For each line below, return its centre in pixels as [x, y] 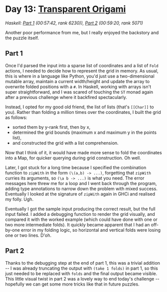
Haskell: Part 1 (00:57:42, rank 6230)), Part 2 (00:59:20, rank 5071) [74, 23]
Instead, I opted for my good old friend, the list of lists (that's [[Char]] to [80, 107]
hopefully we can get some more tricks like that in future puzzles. [72, 284]
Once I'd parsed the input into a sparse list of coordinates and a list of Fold [82, 65]
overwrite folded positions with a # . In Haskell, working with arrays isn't [78, 87]
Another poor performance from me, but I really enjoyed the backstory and [82, 32]
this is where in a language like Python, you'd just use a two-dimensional [80, 76]
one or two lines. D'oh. [28, 235]
